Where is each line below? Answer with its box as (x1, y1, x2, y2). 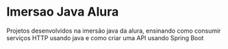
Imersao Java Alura (6, 4, 119, 20)
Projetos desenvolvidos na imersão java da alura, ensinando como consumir (6, 27, 221, 35)
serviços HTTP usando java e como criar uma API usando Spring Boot (6, 33, 204, 42)
